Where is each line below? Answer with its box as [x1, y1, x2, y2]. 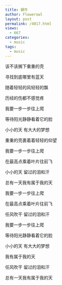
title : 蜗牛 [5, 7, 28, 12]
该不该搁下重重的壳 [5, 63, 44, 69]
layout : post [5, 16, 32, 21]
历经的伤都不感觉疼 [5, 95, 44, 101]
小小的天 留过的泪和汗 [5, 169, 50, 175]
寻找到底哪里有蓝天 [5, 74, 44, 80]
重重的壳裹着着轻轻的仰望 [5, 137, 57, 143]
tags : [5, 44, 16, 49]
